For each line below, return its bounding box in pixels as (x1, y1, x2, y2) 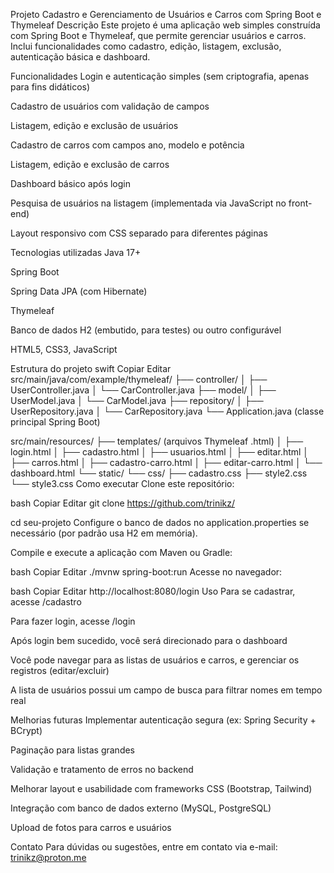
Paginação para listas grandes (10, 744, 136, 756)
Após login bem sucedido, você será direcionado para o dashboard (10, 635, 288, 646)
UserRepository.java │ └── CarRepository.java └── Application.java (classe (10, 405, 325, 417)
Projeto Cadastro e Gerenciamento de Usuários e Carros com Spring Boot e (10, 9, 322, 20)
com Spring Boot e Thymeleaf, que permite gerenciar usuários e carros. (10, 30, 307, 41)
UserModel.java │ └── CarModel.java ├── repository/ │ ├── (10, 395, 264, 406)
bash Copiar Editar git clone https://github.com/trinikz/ (10, 497, 236, 509)
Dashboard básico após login (10, 178, 132, 189)
